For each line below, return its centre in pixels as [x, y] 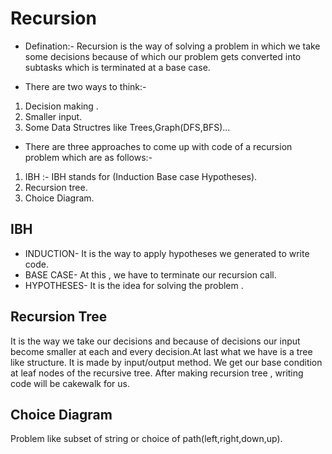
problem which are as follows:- [88, 157]
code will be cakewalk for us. [70, 383]
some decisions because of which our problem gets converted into [163, 56]
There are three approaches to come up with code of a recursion [158, 146]
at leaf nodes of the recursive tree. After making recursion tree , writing [157, 373]
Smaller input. [53, 116]
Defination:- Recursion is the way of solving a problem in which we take [172, 46]
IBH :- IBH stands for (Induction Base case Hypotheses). [141, 176]
